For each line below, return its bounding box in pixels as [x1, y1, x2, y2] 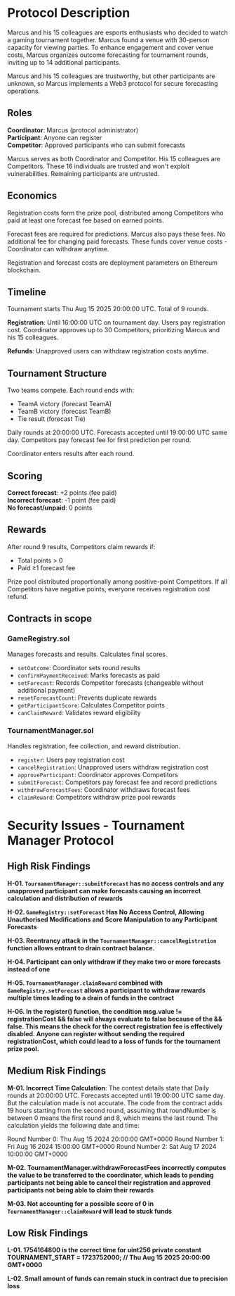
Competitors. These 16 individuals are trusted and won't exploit [7, 162, 190, 170]
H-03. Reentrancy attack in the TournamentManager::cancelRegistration [7, 936, 217, 945]
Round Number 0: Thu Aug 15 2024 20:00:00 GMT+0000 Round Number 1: [7, 1135, 224, 1143]
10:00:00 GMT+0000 [7, 1150, 68, 1158]
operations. [7, 87, 41, 95]
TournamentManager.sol [7, 726, 94, 736]
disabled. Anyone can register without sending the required [7, 1029, 184, 1038]
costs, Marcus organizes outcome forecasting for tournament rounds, [7, 51, 208, 59]
